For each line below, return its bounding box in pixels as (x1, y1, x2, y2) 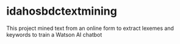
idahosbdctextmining (6, 4, 117, 18)
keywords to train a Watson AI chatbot (6, 31, 103, 38)
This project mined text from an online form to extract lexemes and (6, 24, 174, 32)
